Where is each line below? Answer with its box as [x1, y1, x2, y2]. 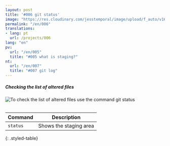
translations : [5, 26, 35, 31]
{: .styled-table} [5, 135, 38, 141]
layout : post [5, 7, 33, 13]
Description [52, 114, 81, 121]
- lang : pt [5, 31, 28, 36]
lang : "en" [5, 40, 28, 45]
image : [5, 17, 19, 22]
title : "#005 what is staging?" [10, 54, 78, 59]
